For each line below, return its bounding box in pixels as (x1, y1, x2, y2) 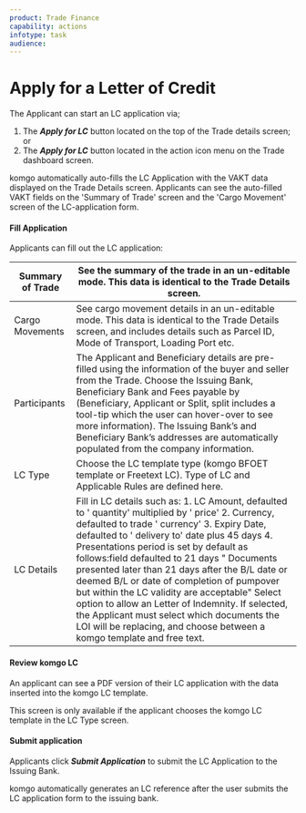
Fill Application (9, 222, 68, 233)
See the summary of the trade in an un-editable (77, 264, 291, 277)
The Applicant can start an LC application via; (9, 108, 180, 119)
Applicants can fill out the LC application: (9, 242, 164, 253)
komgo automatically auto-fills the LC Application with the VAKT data (9, 172, 269, 183)
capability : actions (9, 22, 88, 31)
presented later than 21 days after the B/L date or (76, 563, 289, 576)
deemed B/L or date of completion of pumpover (76, 575, 280, 588)
